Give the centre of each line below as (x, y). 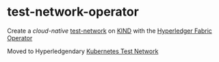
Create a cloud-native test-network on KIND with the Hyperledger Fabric (109, 31)
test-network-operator (73, 12)
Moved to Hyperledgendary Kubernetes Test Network (83, 51)
